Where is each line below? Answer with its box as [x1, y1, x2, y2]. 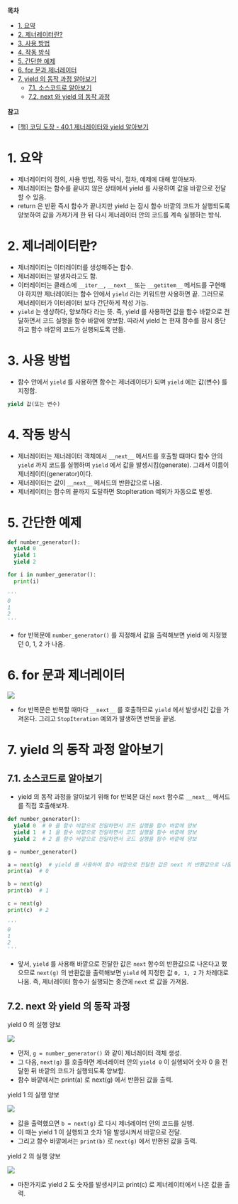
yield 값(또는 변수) [7, 400, 61, 407]
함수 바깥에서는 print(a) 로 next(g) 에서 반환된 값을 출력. [17, 1075, 174, 1084]
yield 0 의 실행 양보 [7, 1020, 62, 1028]
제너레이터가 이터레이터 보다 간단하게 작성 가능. [17, 298, 149, 307]
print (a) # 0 [7, 868, 50, 875]
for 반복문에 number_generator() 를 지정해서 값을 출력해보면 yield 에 [17, 631, 208, 640]
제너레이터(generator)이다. [17, 469, 93, 478]
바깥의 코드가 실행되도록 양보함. [38, 1066, 126, 1075]
